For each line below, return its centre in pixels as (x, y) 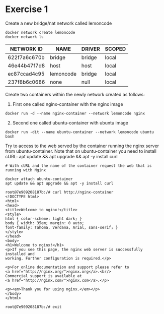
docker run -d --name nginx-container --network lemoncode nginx (75, 113)
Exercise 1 (27, 9)
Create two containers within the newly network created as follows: (75, 94)
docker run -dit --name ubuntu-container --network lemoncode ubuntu (80, 132)
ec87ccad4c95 (26, 74)
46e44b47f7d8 (26, 66)
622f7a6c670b (26, 57)
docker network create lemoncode (40, 32)
